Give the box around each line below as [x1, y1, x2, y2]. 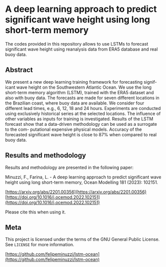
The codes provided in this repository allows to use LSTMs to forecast [5, 41, 149, 47]
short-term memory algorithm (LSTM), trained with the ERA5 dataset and [5, 89, 154, 95]
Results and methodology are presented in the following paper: [5, 164, 134, 170]
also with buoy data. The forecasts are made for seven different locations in [5, 95, 160, 101]
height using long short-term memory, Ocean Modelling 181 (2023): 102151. [5, 179, 159, 185]
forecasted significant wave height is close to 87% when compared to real [5, 131, 157, 137]
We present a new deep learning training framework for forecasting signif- [5, 79, 157, 85]
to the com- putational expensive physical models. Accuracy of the [5, 126, 142, 132]
